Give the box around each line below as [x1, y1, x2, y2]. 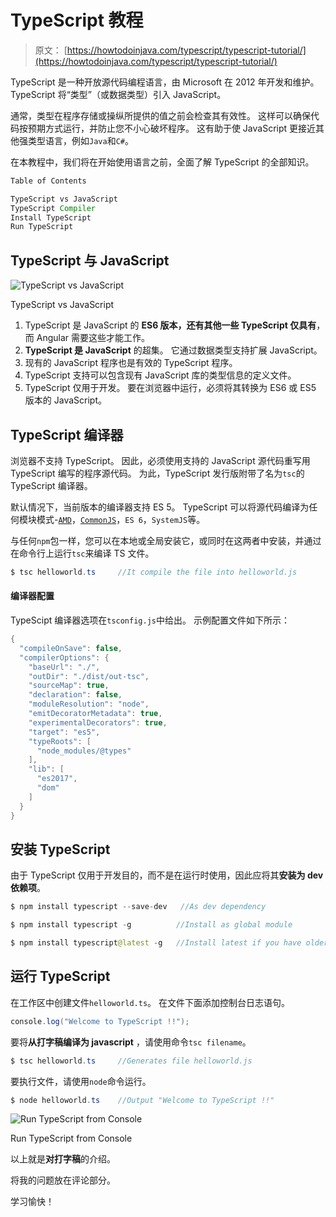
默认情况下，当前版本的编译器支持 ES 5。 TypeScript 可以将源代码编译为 [10, 501, 310, 513]
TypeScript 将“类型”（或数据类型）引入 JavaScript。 [10, 88, 227, 100]
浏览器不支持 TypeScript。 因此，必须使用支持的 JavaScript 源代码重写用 [10, 454, 311, 466]
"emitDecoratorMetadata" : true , [28, 709, 163, 719]
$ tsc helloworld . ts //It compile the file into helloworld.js [10, 567, 298, 577]
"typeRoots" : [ [28, 736, 92, 746]
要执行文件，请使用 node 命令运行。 [10, 1075, 152, 1087]
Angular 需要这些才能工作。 [36, 332, 150, 344]
